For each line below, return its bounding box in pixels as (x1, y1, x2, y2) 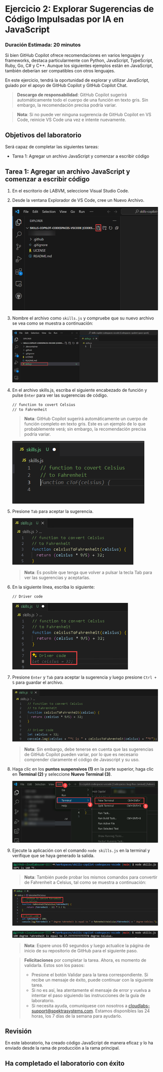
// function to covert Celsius (12, 402, 76, 407)
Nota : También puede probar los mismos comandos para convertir (24, 874, 158, 880)
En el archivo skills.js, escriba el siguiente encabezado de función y (12, 387, 147, 393)
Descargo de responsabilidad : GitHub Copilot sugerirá (16, 92, 127, 98)
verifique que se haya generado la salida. (12, 853, 95, 859)
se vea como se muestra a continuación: (12, 320, 94, 326)
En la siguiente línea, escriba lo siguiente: (12, 584, 95, 590)
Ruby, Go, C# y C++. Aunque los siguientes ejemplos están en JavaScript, (5, 63, 153, 69)
